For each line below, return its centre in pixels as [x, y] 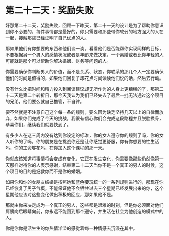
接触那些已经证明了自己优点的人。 [54, 38]
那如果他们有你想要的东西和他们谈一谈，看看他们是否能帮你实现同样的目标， [84, 48]
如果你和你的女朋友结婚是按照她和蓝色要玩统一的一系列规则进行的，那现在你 [84, 182]
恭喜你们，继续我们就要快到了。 [38, 124]
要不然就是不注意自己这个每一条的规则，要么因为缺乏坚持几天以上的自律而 [82, 112]
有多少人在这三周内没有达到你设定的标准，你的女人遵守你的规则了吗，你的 [82, 135]
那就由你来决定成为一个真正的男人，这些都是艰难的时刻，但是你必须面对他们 [84, 205]
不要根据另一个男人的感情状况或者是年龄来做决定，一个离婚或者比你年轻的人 [84, 55]
